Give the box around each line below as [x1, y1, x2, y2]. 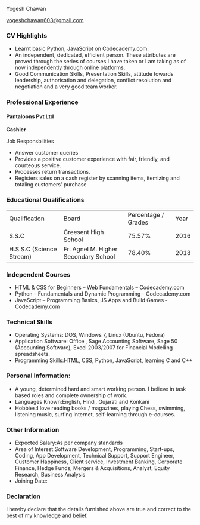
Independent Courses [6, 270, 71, 278]
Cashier [6, 126, 26, 133]
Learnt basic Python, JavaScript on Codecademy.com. [14, 45, 149, 53]
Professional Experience [6, 98, 79, 106]
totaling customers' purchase [14, 181, 87, 188]
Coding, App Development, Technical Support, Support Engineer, [14, 452, 175, 459]
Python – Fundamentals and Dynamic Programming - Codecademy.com [14, 290, 191, 297]
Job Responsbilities [6, 137, 55, 145]
